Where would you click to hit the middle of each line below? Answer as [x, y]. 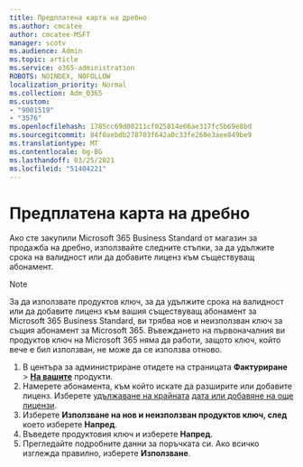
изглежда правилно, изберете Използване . [106, 453]
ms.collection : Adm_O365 [56, 93]
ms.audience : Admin [46, 51]
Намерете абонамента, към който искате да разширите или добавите [157, 386]
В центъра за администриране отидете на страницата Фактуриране [155, 367]
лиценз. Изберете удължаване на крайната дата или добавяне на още [158, 396]
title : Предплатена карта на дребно [78, 18]
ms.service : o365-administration [72, 69]
